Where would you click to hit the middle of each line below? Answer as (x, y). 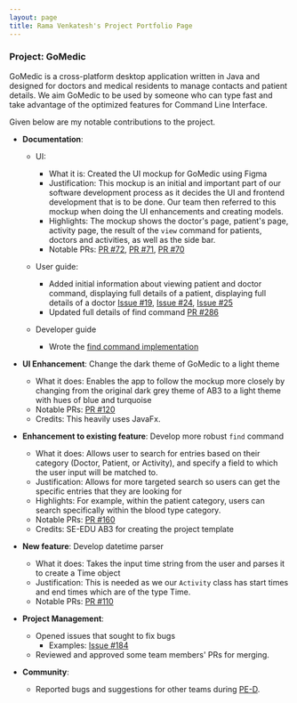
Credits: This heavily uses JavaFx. (98, 418)
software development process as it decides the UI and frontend (167, 192)
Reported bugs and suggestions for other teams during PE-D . (148, 689)
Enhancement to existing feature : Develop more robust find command (153, 436)
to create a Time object (78, 573)
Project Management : (63, 618)
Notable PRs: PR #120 (75, 409)
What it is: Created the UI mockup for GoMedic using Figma (158, 174)
